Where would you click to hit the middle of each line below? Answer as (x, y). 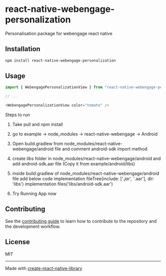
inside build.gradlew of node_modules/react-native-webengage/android (86, 173)
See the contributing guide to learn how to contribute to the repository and (81, 221)
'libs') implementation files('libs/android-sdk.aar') (62, 184)
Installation (23, 49)
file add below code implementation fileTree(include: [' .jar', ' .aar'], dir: (83, 179)
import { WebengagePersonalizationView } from (54, 87)
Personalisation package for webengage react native (59, 33)
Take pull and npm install (38, 125)
